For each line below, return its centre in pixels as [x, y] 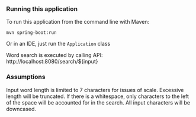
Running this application [42, 9]
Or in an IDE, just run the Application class [58, 44]
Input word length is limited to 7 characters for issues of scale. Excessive [95, 90]
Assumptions [26, 77]
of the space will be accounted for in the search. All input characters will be [98, 102]
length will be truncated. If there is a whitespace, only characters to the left [98, 96]
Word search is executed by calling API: [54, 55]
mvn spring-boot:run [32, 33]
